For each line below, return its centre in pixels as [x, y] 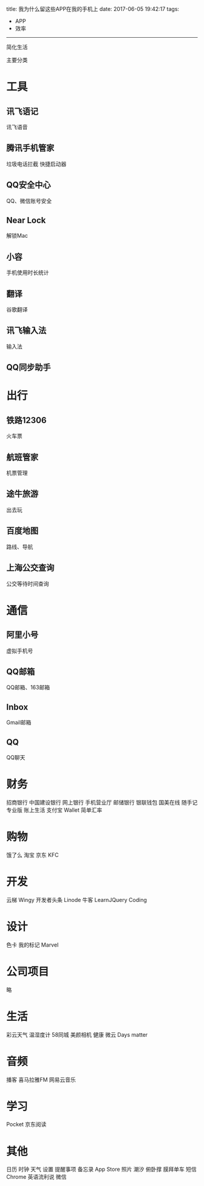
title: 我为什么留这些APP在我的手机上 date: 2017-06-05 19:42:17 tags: [93, 9]
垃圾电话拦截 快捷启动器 [36, 164]
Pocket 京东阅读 [26, 1124]
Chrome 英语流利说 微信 [36, 1177]
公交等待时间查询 [28, 583]
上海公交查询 [30, 568]
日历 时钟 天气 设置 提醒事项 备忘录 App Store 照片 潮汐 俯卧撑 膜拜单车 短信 [102, 1170]
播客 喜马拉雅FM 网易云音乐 [41, 1079]
